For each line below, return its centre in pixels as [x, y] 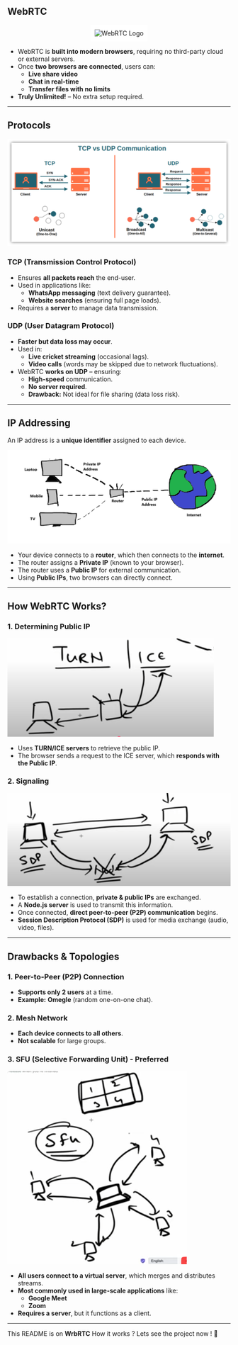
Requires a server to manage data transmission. [88, 308]
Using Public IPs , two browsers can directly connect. [95, 578]
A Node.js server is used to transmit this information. [95, 905]
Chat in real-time [53, 81]
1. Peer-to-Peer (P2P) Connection [66, 977]
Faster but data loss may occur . [65, 341]
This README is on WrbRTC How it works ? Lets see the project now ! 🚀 [113, 1333]
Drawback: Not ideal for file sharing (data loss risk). [104, 394]
